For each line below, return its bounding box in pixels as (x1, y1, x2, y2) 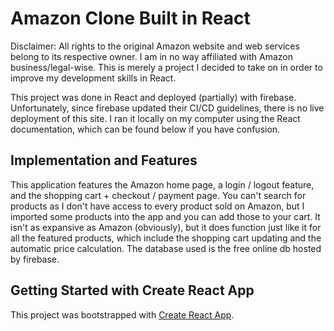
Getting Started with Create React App (10, 282, 255, 299)
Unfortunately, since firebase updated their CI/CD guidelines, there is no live (10, 102, 325, 114)
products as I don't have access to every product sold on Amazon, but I (10, 200, 305, 212)
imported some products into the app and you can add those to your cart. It (10, 210, 321, 222)
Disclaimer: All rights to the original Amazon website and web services (10, 40, 300, 52)
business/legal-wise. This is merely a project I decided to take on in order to (10, 61, 323, 73)
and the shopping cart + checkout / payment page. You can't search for (10, 189, 307, 201)
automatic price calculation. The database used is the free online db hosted (10, 242, 322, 254)
